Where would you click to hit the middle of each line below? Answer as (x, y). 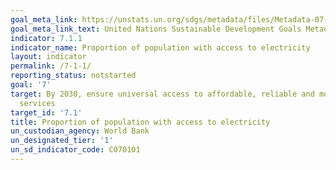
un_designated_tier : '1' (62, 141)
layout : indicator (48, 57)
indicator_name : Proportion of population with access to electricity (160, 47)
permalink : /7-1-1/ (51, 66)
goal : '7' (31, 85)
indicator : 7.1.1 (46, 38)
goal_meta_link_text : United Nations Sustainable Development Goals (156, 29)
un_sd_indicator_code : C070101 (75, 150)
